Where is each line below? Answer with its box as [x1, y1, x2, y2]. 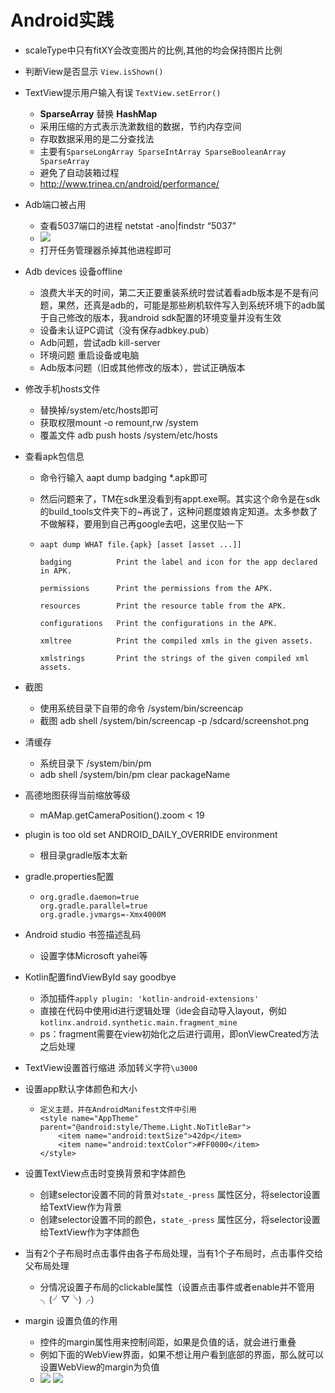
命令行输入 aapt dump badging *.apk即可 [39, 471, 208, 483]
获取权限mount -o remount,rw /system [39, 416, 199, 428]
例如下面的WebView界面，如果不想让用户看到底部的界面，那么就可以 [39, 1348, 325, 1360]
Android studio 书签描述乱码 [24, 928, 142, 940]
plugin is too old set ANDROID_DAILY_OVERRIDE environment [24, 828, 278, 840]
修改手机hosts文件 [24, 382, 101, 395]
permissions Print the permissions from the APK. [39, 583, 273, 593]
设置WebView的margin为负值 [39, 1361, 160, 1373]
